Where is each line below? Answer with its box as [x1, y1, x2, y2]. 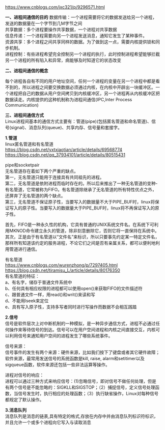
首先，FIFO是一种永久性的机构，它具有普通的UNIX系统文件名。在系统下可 [5, 222, 155, 228]
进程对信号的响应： [5, 372, 44, 378]
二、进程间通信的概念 [5, 68, 48, 73]
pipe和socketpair [5, 162, 40, 168]
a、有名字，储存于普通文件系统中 [5, 280, 72, 285]
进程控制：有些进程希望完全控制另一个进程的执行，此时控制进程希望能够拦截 [5, 51, 160, 57]
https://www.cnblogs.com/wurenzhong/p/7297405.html [5, 262, 118, 268]
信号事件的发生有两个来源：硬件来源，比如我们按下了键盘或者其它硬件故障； [5, 349, 160, 355]
